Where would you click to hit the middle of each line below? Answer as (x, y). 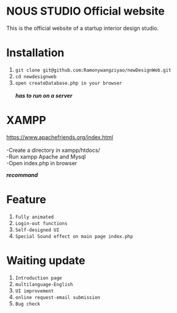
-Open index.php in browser (42, 163)
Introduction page (38, 278)
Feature (26, 200)
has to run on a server (44, 95)
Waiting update (46, 260)
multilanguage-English (44, 284)
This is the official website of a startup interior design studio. (82, 28)
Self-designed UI (37, 230)
